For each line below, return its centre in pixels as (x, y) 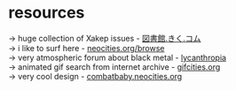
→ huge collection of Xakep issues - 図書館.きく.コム (105, 38)
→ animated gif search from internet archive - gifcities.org (114, 67)
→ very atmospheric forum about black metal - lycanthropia (118, 57)
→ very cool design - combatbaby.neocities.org (95, 76)
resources (47, 13)
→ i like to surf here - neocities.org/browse (87, 48)
